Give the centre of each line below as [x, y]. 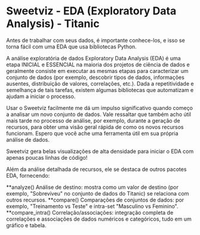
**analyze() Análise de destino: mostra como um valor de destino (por [93, 187]
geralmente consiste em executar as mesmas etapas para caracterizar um [98, 71]
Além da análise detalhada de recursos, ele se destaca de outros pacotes [96, 169]
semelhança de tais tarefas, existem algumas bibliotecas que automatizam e [100, 90]
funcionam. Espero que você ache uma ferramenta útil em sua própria [92, 133]
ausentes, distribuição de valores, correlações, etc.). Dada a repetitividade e [100, 83]
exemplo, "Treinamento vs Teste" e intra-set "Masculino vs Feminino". [92, 206]
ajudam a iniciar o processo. [41, 96]
